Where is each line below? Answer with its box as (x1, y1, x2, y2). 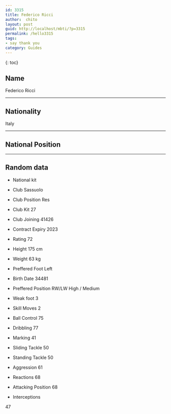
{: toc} (5, 59, 19, 65)
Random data (5, 163, 48, 172)
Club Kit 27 (12, 206, 37, 212)
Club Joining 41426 (12, 216, 54, 222)
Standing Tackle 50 (12, 354, 53, 361)
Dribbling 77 (12, 324, 39, 331)
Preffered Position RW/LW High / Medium (12, 285, 100, 291)
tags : (5, 36, 17, 41)
